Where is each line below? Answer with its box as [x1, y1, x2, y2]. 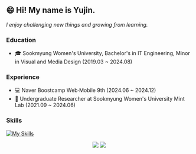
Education [6, 36, 37, 44]
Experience [6, 73, 40, 81]
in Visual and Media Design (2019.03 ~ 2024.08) [14, 58, 133, 65]
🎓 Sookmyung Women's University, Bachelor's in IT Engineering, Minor [14, 50, 190, 57]
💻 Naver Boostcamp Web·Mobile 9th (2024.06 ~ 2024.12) [14, 86, 156, 94]
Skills [6, 116, 22, 124]
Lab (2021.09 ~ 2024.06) [14, 101, 76, 109]
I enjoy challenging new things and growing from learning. [6, 21, 148, 28]
